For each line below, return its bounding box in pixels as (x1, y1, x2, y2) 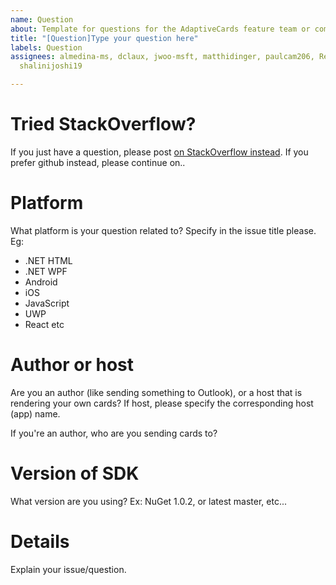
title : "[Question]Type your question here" (10, 33, 199, 43)
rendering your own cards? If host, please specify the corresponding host (10, 397, 314, 409)
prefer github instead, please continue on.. (10, 156, 186, 168)
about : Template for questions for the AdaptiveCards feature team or (10, 24, 311, 34)
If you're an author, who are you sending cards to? (10, 427, 218, 439)
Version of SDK (10, 462, 140, 485)
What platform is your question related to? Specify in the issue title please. (10, 224, 317, 236)
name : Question (10, 14, 74, 25)
